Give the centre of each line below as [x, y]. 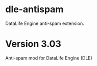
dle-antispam [34, 9]
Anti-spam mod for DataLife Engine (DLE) [49, 58]
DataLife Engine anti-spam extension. [45, 23]
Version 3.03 [33, 44]
